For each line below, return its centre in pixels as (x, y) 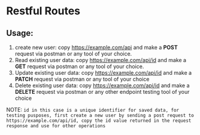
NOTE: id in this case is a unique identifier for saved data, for (93, 110)
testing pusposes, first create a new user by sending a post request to (100, 115)
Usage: (20, 33)
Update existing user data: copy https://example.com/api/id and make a (103, 73)
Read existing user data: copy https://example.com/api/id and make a (101, 60)
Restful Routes (43, 11)
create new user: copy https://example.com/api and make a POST (96, 47)
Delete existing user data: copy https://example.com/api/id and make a (102, 85)
